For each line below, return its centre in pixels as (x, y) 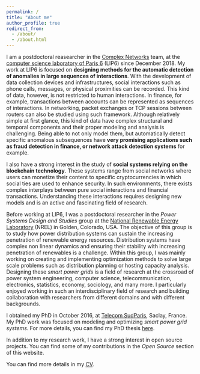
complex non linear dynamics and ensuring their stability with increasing (96, 246)
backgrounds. (23, 304)
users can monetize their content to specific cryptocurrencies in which (94, 177)
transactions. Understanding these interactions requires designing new (94, 196)
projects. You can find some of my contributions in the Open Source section (100, 346)
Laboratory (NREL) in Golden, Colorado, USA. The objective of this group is (99, 227)
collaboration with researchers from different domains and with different (95, 297)
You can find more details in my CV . (50, 364)
